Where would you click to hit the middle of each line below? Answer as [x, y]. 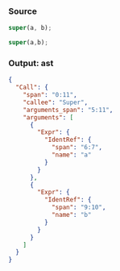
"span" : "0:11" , [50, 95]
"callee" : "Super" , [56, 102]
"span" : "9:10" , [79, 207]
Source [23, 11]
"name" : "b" [71, 215]
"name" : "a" [71, 155]
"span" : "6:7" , [77, 148]
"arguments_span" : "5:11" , [68, 110]
